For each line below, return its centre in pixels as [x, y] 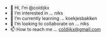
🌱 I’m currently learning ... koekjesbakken [54, 18]
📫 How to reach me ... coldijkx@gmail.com [55, 29]
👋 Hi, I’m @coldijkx [30, 8]
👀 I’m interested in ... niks [36, 13]
